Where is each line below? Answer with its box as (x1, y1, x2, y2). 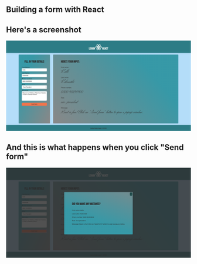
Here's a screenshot (6, 25, 81, 35)
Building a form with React (6, 5, 104, 15)
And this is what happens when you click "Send (6, 142, 184, 152)
